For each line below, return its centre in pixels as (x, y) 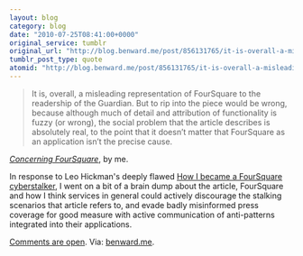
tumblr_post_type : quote (56, 59)
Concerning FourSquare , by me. (69, 159)
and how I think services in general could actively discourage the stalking (146, 196)
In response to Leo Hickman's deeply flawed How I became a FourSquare (146, 176)
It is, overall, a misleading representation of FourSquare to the (146, 93)
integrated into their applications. (71, 224)
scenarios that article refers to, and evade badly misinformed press (134, 205)
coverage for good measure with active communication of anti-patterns (142, 215)
